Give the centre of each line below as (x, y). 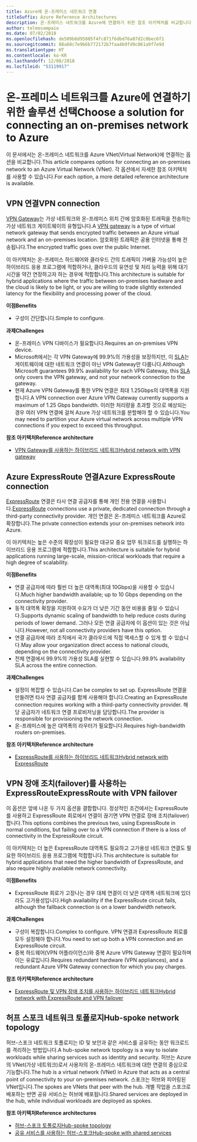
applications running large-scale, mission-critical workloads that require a (96, 556)
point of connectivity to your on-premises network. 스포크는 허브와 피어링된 (96, 1079)
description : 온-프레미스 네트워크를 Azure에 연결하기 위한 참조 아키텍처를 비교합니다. (100, 22)
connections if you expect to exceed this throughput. (79, 426)
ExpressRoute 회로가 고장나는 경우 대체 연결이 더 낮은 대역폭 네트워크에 (97, 893)
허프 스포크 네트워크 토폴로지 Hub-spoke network (93, 1018)
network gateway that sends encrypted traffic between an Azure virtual (93, 233)
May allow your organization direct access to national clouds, (95, 645)
